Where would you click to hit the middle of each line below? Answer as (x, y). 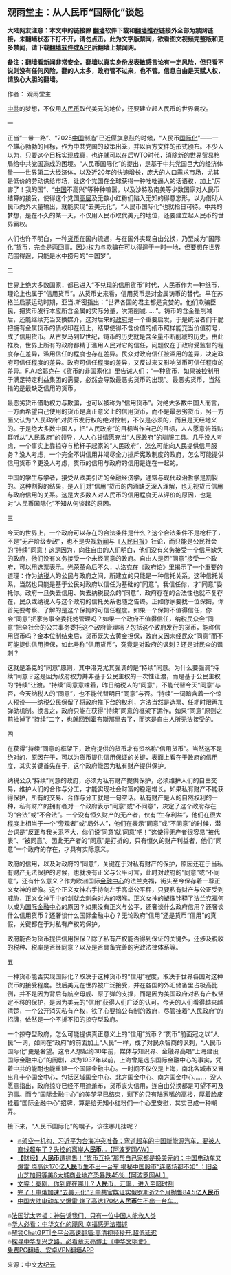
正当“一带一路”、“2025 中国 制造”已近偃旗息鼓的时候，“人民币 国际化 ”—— (110, 138)
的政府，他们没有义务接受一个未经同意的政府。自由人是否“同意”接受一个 (109, 558)
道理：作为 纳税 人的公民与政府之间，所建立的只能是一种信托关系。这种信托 (112, 575)
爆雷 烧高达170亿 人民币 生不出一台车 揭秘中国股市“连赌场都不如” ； (111, 1166)
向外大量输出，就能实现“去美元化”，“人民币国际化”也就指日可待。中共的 (121, 206)
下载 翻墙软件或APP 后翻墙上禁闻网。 (88, 47)
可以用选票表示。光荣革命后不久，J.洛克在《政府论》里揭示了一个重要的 (121, 567)
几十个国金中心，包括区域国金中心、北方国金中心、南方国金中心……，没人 (118, 1077)
